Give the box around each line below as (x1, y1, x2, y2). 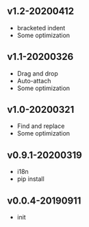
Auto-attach (16, 76, 51, 85)
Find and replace (16, 122, 65, 130)
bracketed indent (16, 23, 66, 32)
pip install (16, 175, 44, 183)
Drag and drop (16, 69, 58, 78)
